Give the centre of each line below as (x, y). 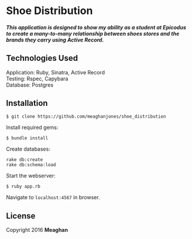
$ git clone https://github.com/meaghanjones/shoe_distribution (86, 117)
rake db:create (25, 160)
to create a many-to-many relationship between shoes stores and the (93, 33)
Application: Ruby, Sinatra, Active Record (56, 72)
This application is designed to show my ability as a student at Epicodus (96, 27)
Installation (27, 103)
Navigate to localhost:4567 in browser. (53, 197)
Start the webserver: (31, 176)
